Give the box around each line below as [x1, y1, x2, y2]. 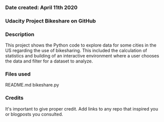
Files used [5, 70, 31, 77]
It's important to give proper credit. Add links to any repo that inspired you [5, 105, 158, 111]
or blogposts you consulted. [5, 111, 64, 117]
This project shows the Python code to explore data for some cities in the [5, 42, 156, 48]
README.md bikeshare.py [5, 82, 59, 88]
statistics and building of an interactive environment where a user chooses [5, 53, 159, 59]
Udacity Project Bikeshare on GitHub [5, 17, 96, 24]
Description [5, 30, 35, 37]
